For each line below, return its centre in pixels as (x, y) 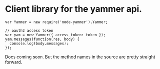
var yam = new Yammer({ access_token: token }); (55, 35)
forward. (14, 62)
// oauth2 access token (29, 30)
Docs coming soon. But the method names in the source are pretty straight (80, 57)
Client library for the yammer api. (74, 9)
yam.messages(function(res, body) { (42, 39)
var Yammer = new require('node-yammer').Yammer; (57, 22)
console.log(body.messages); (39, 43)
